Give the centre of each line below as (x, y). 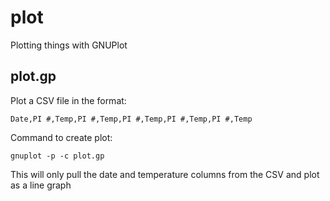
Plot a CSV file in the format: (68, 100)
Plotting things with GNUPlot (69, 45)
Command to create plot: (61, 137)
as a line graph (41, 185)
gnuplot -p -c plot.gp (57, 156)
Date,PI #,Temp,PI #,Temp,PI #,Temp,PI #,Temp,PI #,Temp (131, 119)
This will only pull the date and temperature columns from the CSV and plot (165, 174)
